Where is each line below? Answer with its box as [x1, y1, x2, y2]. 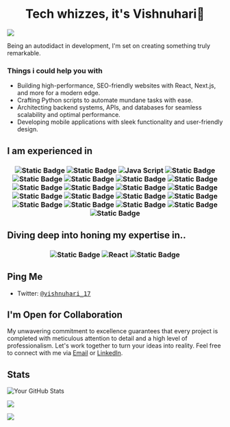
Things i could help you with [7, 66, 103, 75]
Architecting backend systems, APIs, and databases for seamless [16, 103, 202, 112]
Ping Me [7, 271, 43, 283]
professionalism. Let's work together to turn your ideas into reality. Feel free [7, 341, 221, 350]
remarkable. [7, 49, 41, 57]
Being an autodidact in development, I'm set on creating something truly [7, 41, 211, 50]
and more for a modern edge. [16, 89, 101, 97]
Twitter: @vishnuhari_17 [16, 289, 91, 297]
